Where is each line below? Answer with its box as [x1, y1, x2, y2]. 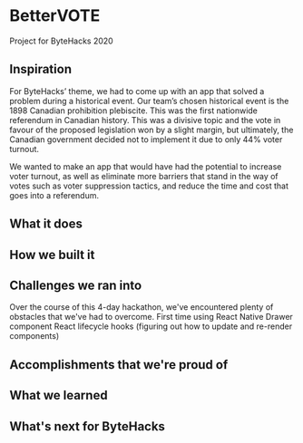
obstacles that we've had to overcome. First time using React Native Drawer [9, 312, 293, 323]
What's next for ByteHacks [9, 419, 166, 434]
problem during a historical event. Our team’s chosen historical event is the [9, 95, 289, 106]
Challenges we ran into [9, 277, 142, 293]
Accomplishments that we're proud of [9, 357, 229, 372]
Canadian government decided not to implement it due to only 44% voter [9, 133, 283, 145]
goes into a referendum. [9, 189, 100, 200]
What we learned [9, 388, 108, 403]
